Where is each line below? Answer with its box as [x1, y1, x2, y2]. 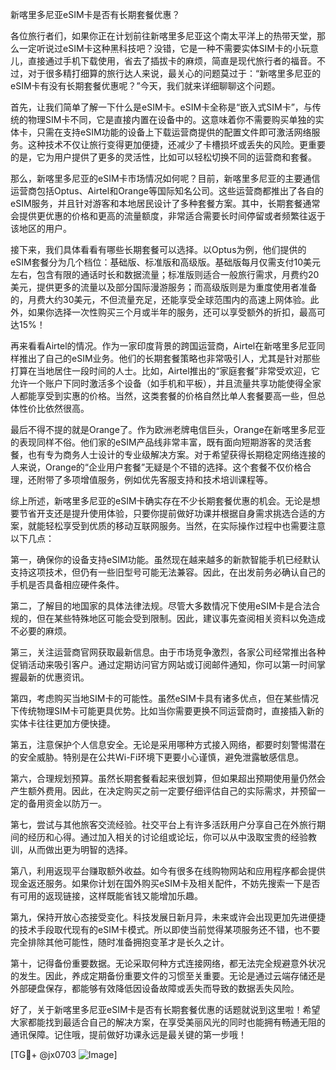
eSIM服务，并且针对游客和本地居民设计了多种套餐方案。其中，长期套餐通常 [10, 198, 321, 209]
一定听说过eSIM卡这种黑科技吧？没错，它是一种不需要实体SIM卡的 [18, 43, 293, 54]
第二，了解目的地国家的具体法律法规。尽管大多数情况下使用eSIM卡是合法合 [10, 600, 321, 612]
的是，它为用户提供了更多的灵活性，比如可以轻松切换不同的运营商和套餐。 [10, 151, 317, 163]
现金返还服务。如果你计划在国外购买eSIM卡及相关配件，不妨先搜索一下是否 [10, 878, 321, 889]
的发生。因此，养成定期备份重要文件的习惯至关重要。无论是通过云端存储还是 [10, 970, 326, 982]
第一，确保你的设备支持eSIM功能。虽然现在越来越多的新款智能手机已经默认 [10, 554, 321, 565]
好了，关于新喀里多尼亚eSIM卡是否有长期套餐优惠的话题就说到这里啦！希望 [10, 1004, 321, 1015]
